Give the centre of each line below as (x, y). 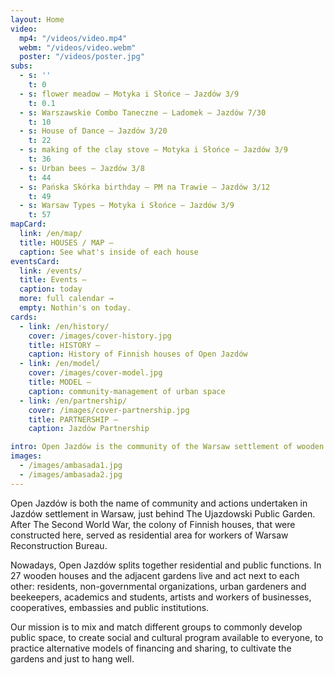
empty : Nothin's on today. (75, 308)
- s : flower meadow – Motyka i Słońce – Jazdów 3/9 (129, 94)
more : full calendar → (66, 299)
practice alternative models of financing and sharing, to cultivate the (151, 648)
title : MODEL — (60, 382)
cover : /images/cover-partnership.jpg (109, 410)
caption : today (51, 289)
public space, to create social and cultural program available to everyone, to (167, 637)
